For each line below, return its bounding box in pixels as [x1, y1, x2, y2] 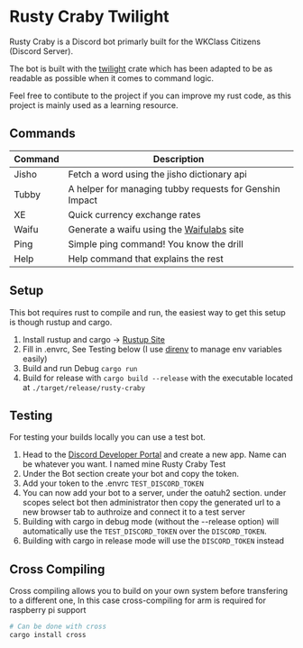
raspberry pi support [9, 605, 87, 616]
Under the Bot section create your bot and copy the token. [22, 469, 240, 479]
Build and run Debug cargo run [22, 362, 138, 373]
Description [152, 152, 205, 165]
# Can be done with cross [9, 622, 106, 632]
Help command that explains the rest [68, 252, 224, 265]
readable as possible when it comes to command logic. [9, 72, 215, 83]
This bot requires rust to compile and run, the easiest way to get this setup [9, 306, 286, 317]
